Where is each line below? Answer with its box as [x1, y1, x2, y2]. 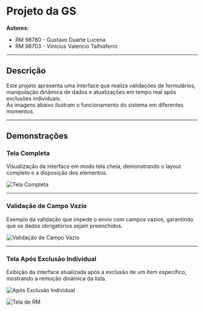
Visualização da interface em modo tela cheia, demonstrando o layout [6, 162, 181, 170]
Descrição [6, 65, 46, 76]
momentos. [6, 107, 35, 115]
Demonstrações [6, 131, 69, 141]
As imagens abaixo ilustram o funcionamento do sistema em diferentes [6, 101, 184, 109]
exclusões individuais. [6, 95, 62, 102]
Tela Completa [6, 149, 50, 158]
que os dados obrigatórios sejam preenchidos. [6, 222, 123, 229]
